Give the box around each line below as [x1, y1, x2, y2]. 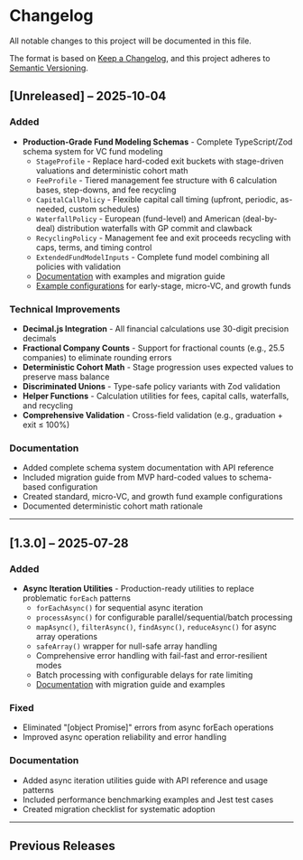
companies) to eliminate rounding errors [22, 351, 172, 362]
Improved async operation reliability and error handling [22, 732, 227, 743]
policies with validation [35, 261, 122, 272]
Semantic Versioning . [9, 62, 88, 73]
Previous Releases [9, 837, 115, 854]
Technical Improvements [9, 303, 121, 315]
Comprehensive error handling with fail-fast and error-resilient [35, 650, 268, 660]
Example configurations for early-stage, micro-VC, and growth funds [35, 280, 291, 291]
